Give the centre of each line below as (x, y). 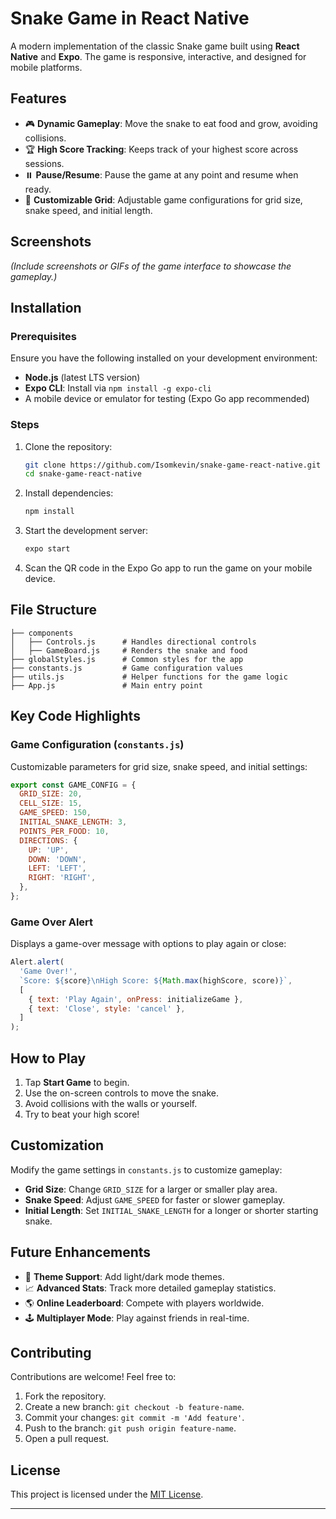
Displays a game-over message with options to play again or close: (148, 944)
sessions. (44, 163)
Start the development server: (86, 531)
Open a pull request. (67, 1439)
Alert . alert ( (37, 962)
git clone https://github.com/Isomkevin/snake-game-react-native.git (173, 465)
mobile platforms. (46, 67)
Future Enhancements (81, 1252)
